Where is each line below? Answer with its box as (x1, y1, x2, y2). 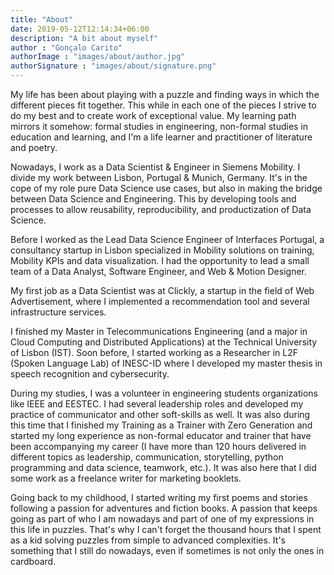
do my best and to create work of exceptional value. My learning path (10, 110, 297, 121)
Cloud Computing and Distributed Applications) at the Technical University (10, 336, 318, 348)
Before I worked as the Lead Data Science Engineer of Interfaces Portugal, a (10, 234, 325, 245)
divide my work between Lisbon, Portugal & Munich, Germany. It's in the (10, 172, 308, 183)
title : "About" (10, 14, 74, 25)
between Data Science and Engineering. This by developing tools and (10, 193, 297, 205)
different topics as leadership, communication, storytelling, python (10, 451, 284, 463)
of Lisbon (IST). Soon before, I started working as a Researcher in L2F (10, 347, 298, 358)
